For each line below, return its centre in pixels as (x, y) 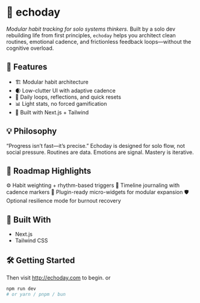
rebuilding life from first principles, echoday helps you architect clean (91, 35)
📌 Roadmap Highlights (49, 171)
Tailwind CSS (31, 240)
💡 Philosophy (32, 131)
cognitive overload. (30, 48)
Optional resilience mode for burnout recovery (64, 201)
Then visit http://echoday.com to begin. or (58, 278)
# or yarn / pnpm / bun (36, 294)
